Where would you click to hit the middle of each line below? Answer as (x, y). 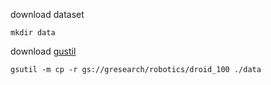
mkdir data (33, 33)
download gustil (43, 51)
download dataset (47, 14)
